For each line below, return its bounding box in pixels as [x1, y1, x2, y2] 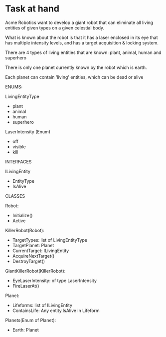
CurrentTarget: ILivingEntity [12, 248, 69, 254]
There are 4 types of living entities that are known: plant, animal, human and [5, 49, 162, 55]
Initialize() [12, 212, 33, 218]
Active [12, 218, 26, 224]
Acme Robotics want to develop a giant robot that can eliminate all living [5, 19, 154, 25]
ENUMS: [5, 83, 23, 90]
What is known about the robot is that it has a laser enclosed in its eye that [5, 34, 158, 40]
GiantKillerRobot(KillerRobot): [5, 268, 66, 274]
